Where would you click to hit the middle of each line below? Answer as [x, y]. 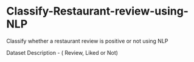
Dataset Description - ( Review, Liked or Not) [62, 52]
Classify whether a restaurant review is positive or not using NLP [87, 41]
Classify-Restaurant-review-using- [97, 11]
